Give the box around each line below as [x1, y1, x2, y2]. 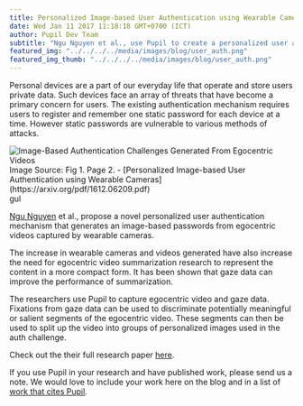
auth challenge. [9, 332, 68, 343]
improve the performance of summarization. [9, 276, 174, 287]
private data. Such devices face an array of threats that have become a [9, 89, 273, 100]
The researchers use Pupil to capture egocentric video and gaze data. [9, 294, 270, 304]
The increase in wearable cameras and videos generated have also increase [9, 247, 293, 258]
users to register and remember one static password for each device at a [9, 109, 280, 119]
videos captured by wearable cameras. [9, 230, 155, 240]
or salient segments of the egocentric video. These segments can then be [9, 313, 284, 323]
